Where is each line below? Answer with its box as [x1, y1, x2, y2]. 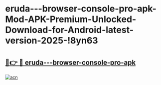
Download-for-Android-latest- [5, 24, 134, 35]
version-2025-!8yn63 [5, 35, 98, 46]
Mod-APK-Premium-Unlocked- [5, 13, 137, 25]
